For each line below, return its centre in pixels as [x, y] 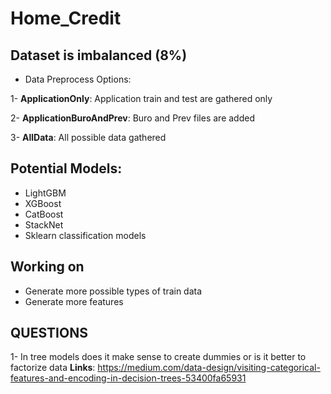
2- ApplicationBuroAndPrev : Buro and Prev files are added [132, 118]
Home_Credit [66, 18]
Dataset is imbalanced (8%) [99, 55]
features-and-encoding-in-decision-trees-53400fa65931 [128, 378]
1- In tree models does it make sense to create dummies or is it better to [158, 357]
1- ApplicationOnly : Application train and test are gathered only [141, 98]
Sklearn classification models [85, 235]
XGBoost [43, 203]
